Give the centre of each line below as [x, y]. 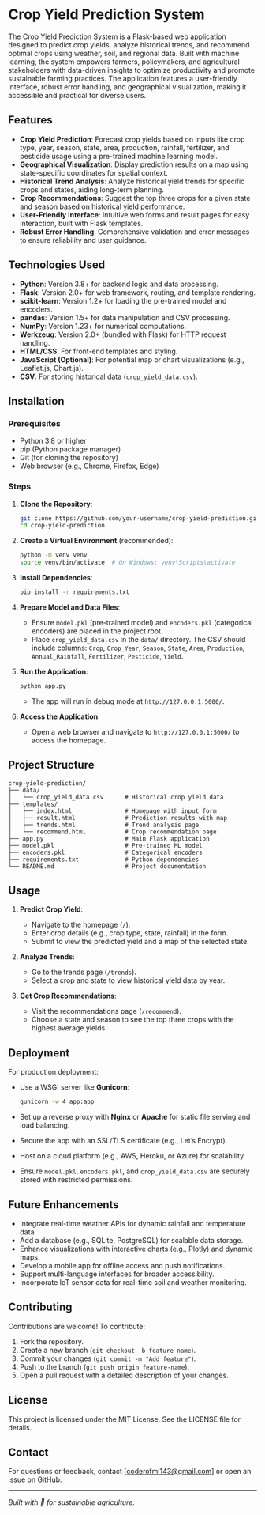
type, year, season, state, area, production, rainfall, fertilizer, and [125, 147]
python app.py [43, 686]
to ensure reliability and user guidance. [83, 240]
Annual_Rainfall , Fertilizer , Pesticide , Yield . [107, 656]
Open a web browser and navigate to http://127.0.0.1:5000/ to [135, 731]
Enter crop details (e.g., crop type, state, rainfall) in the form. [130, 933]
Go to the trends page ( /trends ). [84, 972]
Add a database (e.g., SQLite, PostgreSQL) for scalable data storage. [131, 1240]
